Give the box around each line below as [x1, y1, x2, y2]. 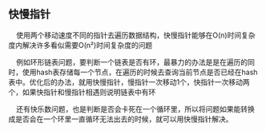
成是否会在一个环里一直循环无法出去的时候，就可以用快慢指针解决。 [8, 114, 233, 124]
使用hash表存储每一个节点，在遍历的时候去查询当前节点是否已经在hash [22, 67, 258, 77]
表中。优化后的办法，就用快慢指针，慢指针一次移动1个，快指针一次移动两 [8, 77, 250, 86]
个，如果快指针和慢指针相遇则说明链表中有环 [8, 87, 156, 97]
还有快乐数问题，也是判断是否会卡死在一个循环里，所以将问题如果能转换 [15, 104, 255, 113]
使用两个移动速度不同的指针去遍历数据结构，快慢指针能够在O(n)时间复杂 [15, 30, 256, 40]
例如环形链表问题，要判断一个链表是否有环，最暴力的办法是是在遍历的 [15, 57, 248, 66]
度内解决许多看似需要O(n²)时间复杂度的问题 [8, 40, 153, 50]
